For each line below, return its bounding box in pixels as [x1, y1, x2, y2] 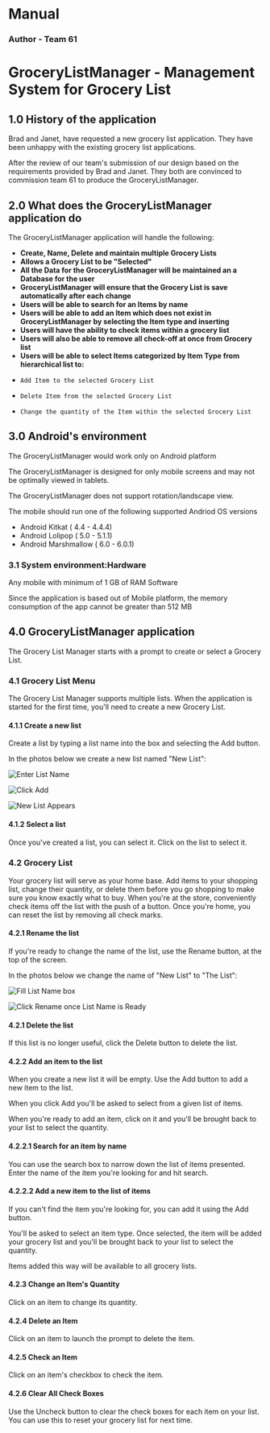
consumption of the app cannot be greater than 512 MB [8, 602, 193, 612]
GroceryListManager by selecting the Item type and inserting [19, 316, 230, 326]
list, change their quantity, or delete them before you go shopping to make [8, 884, 255, 894]
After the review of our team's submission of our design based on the [8, 158, 239, 168]
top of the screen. [8, 955, 68, 965]
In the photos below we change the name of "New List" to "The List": [8, 970, 238, 980]
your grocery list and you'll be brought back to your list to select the [8, 1236, 234, 1246]
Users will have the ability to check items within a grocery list [19, 325, 230, 334]
